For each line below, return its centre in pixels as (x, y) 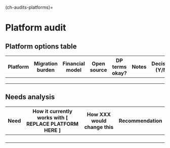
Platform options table (41, 46)
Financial (74, 64)
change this (99, 127)
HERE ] (52, 130)
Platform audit (36, 28)
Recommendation (140, 121)
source (98, 70)
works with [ (53, 117)
